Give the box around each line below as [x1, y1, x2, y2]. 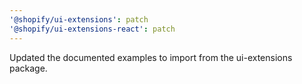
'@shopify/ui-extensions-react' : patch [9, 24, 176, 34]
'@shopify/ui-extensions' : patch [9, 14, 149, 25]
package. [9, 62, 48, 74]
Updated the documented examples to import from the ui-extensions [9, 51, 293, 63]
